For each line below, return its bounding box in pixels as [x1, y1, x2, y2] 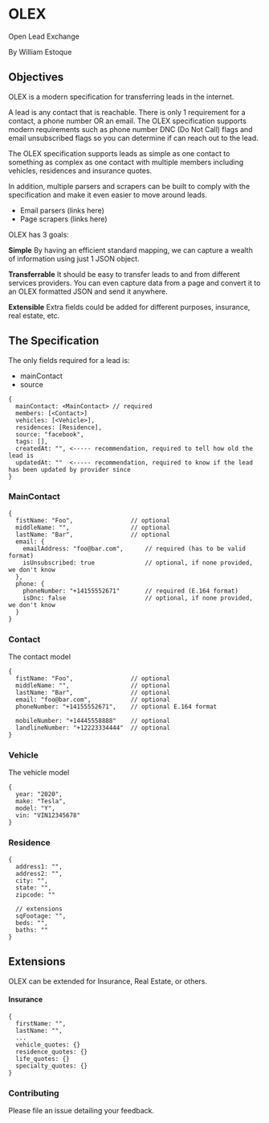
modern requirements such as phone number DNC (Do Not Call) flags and [8, 124, 253, 134]
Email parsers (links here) [19, 205, 104, 215]
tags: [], [15, 437, 48, 445]
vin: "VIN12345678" [15, 811, 81, 820]
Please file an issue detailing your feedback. [8, 1106, 155, 1116]
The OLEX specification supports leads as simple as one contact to [8, 148, 230, 158]
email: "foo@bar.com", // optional [15, 696, 171, 704]
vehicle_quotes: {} [15, 1040, 81, 1049]
